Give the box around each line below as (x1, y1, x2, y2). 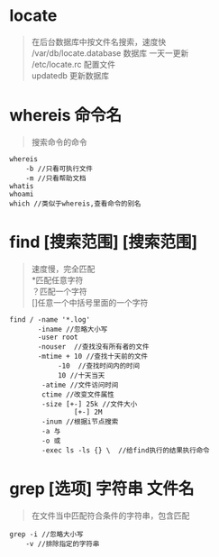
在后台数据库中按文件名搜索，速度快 (31, 36, 167, 47)
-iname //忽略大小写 (37, 324, 108, 333)
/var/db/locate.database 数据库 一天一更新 (31, 47, 189, 59)
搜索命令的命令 (31, 136, 87, 147)
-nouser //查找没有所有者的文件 (37, 342, 150, 352)
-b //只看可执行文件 (25, 164, 93, 173)
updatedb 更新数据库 (31, 69, 110, 81)
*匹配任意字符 (31, 274, 84, 285)
